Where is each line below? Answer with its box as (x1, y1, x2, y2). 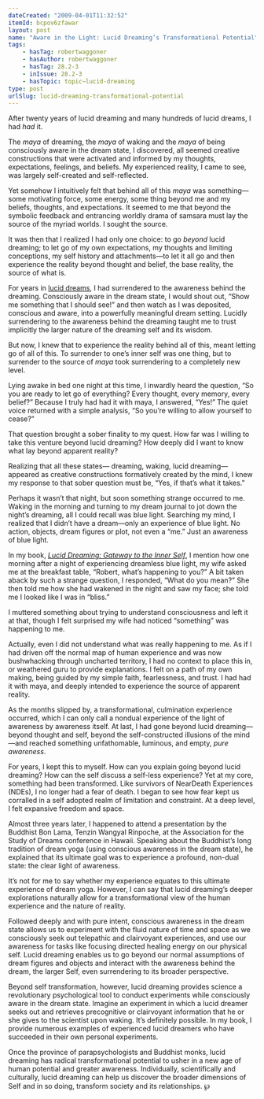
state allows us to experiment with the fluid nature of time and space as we (8, 925, 251, 934)
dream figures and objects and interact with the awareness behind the (8, 958, 236, 968)
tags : (8, 41, 26, 49)
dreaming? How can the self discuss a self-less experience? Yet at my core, (8, 771, 254, 780)
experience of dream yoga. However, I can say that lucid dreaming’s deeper (8, 885, 253, 894)
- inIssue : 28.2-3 (22, 70, 82, 78)
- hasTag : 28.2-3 (22, 63, 79, 71)
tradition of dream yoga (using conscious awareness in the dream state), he (8, 844, 254, 854)
